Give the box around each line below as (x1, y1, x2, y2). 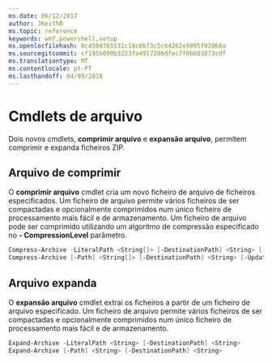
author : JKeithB (8, 19, 63, 28)
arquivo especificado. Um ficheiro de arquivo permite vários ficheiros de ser (8, 305, 263, 316)
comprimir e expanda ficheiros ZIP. (8, 143, 125, 152)
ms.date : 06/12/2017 (8, 11, 79, 20)
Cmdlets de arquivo (8, 107, 143, 126)
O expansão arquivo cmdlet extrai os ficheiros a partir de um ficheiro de (8, 297, 251, 307)
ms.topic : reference (8, 27, 79, 35)
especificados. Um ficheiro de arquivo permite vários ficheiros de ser (8, 196, 240, 206)
